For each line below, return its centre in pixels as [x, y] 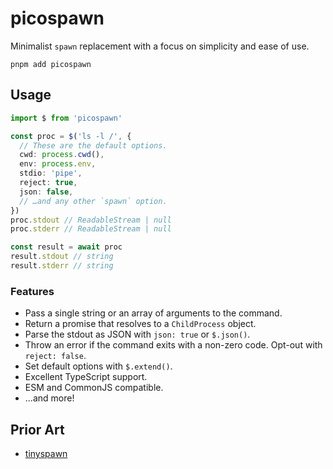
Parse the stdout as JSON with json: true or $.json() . [137, 334]
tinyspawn [46, 453]
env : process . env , [58, 164]
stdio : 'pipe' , [51, 173]
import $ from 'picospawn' [66, 118]
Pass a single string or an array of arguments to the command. [153, 313]
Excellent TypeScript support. [86, 377]
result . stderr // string [62, 266]
